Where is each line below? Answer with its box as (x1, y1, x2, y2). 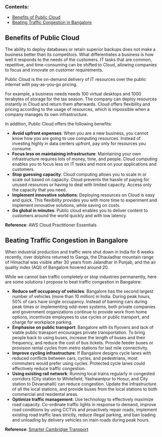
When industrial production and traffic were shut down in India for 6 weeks (5, 249, 154, 255)
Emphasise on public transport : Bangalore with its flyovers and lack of (12, 324, 154, 330)
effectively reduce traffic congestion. (12, 365, 86, 371)
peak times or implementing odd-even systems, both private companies (12, 304, 156, 310)
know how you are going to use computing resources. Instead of (12, 136, 141, 141)
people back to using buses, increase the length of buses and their (12, 334, 146, 340)
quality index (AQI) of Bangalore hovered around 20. (5, 264, 109, 270)
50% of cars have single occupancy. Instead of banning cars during (12, 298, 147, 304)
